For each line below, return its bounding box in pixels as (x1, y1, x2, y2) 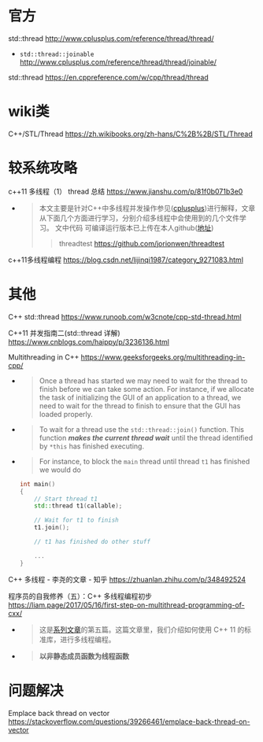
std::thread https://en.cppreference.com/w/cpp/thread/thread (8, 72, 209, 82)
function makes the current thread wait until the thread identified (39, 433, 254, 442)
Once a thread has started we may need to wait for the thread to (39, 375, 248, 386)
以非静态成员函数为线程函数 (39, 651, 130, 661)
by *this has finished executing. (39, 441, 144, 451)
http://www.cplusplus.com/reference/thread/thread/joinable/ (19, 57, 217, 67)
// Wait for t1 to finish (34, 516, 120, 524)
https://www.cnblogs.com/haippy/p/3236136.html (8, 337, 169, 346)
